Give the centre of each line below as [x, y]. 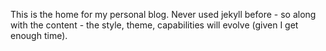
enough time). [39, 35]
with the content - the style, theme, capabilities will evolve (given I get [154, 25]
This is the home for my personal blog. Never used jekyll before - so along [163, 14]
